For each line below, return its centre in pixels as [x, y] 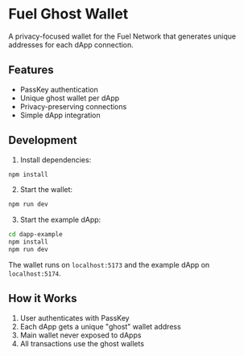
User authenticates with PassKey [75, 317]
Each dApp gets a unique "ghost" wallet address [100, 326]
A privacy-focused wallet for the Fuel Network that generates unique [122, 36]
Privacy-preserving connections [73, 106]
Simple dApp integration [60, 115]
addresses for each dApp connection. [71, 44]
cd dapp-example [35, 235]
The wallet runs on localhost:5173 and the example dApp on [109, 264]
